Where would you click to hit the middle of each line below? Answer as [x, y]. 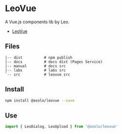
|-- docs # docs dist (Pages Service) [54, 62]
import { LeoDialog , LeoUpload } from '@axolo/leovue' [61, 127]
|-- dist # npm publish [39, 58]
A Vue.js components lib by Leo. [37, 22]
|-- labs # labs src [36, 70]
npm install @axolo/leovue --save [40, 100]
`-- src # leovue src [38, 74]
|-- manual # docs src [36, 66]
